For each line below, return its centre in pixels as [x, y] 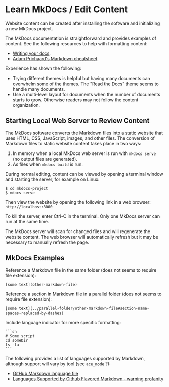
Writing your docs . [32, 53]
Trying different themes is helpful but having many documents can [81, 78]
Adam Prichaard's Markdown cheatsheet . [56, 58]
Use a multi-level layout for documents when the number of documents [87, 94]
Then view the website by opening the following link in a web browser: [78, 202]
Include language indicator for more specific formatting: [63, 322]
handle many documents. [39, 89]
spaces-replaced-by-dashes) [35, 313]
